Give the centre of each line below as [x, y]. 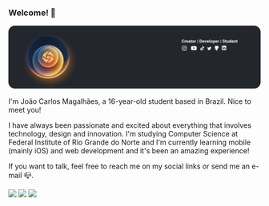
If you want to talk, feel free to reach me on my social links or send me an [129, 166]
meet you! [25, 110]
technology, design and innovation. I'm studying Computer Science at [123, 134]
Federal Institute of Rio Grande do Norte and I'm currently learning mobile [130, 142]
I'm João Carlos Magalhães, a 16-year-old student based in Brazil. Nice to [130, 101]
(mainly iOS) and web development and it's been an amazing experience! [129, 151]
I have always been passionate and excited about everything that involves [130, 125]
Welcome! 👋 [32, 13]
